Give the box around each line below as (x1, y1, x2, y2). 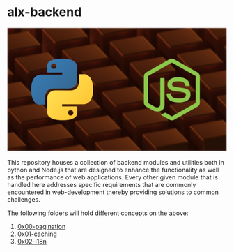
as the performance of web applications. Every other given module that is (7, 173, 218, 181)
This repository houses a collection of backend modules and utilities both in (7, 158, 224, 167)
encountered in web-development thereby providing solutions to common (7, 188, 219, 196)
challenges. (7, 195, 40, 204)
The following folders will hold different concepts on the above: (7, 209, 189, 217)
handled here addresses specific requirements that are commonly (7, 181, 196, 189)
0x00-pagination (17, 223, 66, 231)
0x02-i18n (17, 237, 47, 246)
